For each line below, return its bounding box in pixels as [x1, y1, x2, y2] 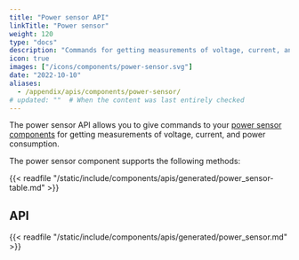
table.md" [9, 183, 46, 193]
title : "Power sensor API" [9, 12, 109, 22]
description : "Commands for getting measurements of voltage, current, [9, 46, 280, 55]
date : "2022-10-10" [9, 71, 82, 80]
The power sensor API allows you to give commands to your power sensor [9, 120, 282, 130]
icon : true [9, 54, 50, 63]
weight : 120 [9, 29, 53, 38]
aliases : [9, 79, 42, 88]
